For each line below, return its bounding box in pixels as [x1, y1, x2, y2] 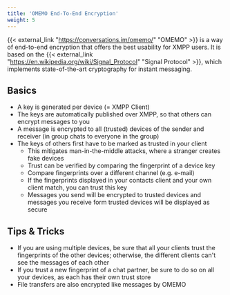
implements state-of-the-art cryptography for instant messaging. [7, 65, 192, 73]
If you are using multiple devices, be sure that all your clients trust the [17, 244, 215, 252]
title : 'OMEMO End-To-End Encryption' [7, 10, 119, 17]
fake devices [27, 154, 64, 163]
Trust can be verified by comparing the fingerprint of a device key [27, 161, 215, 170]
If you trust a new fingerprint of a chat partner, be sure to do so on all [17, 266, 215, 274]
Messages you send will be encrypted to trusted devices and [27, 191, 202, 199]
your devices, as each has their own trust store [17, 273, 151, 281]
